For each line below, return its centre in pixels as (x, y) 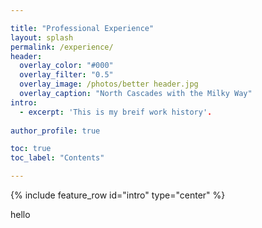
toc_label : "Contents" (57, 158)
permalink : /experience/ (62, 47)
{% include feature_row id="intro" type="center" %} (118, 195)
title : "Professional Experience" (82, 28)
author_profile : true (55, 131)
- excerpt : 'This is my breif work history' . (116, 112)
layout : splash (42, 37)
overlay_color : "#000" (66, 66)
